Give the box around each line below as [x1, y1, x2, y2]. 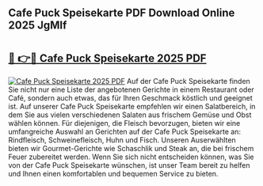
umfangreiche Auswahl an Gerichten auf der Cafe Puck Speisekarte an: [8, 127, 242, 136]
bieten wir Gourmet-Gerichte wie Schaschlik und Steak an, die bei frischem [8, 144, 254, 153]
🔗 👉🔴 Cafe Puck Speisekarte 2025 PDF [8, 51, 207, 65]
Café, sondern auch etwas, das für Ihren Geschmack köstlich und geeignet [8, 93, 253, 102]
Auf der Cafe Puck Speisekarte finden [126, 77, 251, 85]
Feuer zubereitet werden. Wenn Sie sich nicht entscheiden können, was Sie [8, 152, 254, 161]
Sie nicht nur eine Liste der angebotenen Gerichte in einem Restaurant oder [8, 85, 255, 94]
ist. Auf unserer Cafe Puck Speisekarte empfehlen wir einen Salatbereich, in [8, 102, 256, 111]
